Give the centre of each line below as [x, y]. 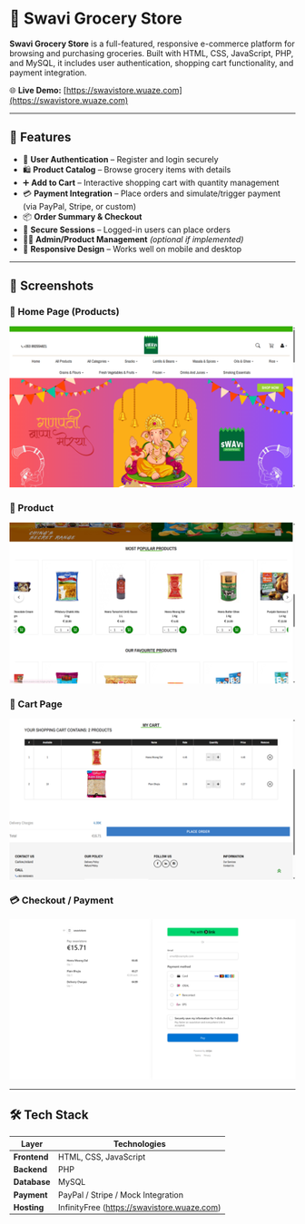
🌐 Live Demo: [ [38, 90]
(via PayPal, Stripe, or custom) [79, 206]
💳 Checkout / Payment [61, 900]
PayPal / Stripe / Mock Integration [121, 1195]
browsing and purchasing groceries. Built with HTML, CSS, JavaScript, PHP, [152, 53]
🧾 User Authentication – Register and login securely [121, 159]
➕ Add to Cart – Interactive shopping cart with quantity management [151, 182]
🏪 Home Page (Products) [64, 312]
